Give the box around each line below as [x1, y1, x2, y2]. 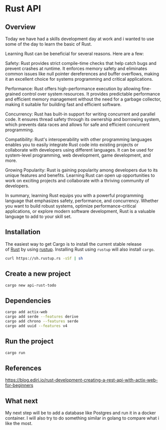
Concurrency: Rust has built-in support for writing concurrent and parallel [5, 111, 156, 117]
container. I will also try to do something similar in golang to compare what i [5, 415, 160, 421]
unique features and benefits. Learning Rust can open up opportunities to [5, 172, 155, 178]
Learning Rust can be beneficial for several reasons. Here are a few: [5, 51, 144, 56]
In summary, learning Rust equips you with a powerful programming [5, 193, 144, 198]
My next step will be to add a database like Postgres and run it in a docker [5, 410, 156, 416]
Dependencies [5, 296, 51, 305]
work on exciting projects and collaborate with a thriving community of [5, 178, 150, 183]
